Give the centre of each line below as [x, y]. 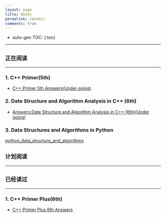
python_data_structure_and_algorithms [44, 141]
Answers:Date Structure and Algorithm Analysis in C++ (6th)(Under [81, 112]
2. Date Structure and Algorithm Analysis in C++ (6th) [71, 101]
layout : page [19, 10]
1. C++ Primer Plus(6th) [34, 199]
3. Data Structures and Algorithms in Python [59, 130]
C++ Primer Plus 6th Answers [42, 210]
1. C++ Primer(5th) [28, 77]
